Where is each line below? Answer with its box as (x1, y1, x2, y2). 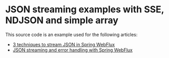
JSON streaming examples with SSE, (5, 4, 164, 15)
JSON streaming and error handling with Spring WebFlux (12, 47, 133, 53)
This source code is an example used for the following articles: (5, 31, 138, 37)
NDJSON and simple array (5, 14, 119, 26)
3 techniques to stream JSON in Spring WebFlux (12, 41, 115, 47)
